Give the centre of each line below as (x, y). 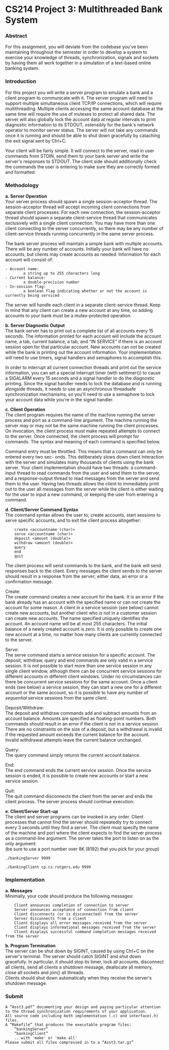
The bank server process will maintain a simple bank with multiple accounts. (84, 244)
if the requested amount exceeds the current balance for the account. (77, 735)
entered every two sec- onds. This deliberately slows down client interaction (84, 457)
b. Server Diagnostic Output (35, 326)
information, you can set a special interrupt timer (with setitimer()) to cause (83, 373)
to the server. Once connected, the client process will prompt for (72, 436)
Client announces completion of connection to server (72, 905)
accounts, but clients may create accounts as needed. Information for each (83, 254)
